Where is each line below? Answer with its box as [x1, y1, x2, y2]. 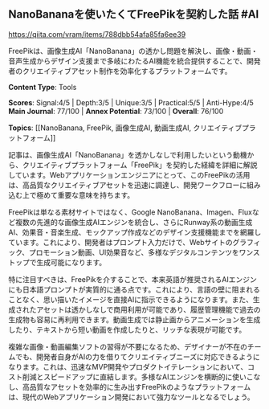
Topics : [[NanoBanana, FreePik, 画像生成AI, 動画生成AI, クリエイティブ [8, 123, 243, 133]
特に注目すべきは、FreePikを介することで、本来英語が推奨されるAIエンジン [8, 274, 257, 284]
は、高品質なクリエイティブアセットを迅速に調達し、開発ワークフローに [8, 180, 247, 190]
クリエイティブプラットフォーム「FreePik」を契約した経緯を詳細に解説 [22, 160, 258, 170]
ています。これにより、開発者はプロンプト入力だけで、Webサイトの [8, 237, 233, 247]
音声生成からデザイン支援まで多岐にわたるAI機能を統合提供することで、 [8, 55, 247, 66]
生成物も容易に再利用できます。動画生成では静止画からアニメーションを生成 [8, 314, 261, 324]
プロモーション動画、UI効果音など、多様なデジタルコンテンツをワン [28, 247, 254, 257]
